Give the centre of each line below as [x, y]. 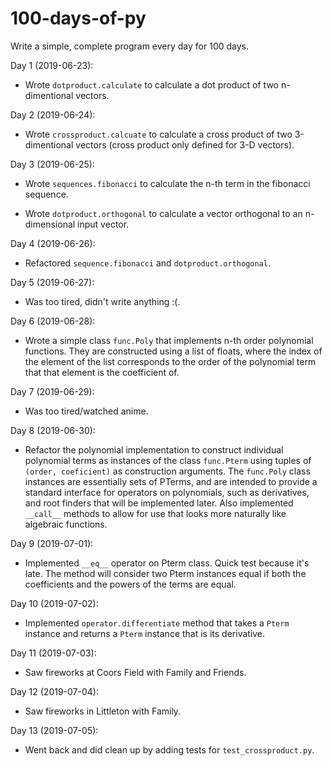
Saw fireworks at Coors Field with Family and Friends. [135, 672]
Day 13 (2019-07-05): [54, 730]
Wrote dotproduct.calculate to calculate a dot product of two [152, 84]
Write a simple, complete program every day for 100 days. [130, 46]
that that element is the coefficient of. [102, 372]
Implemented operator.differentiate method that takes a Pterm [157, 623]
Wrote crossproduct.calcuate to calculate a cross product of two [158, 134]
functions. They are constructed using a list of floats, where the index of [173, 351]
